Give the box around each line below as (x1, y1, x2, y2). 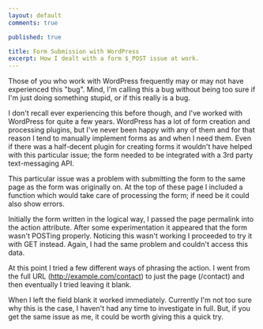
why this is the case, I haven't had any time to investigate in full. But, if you (8, 304, 251, 313)
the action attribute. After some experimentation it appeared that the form (8, 222, 247, 233)
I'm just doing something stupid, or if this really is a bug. (8, 93, 191, 103)
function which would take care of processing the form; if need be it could (8, 191, 250, 200)
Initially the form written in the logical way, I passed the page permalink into (8, 215, 254, 224)
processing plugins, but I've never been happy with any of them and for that (8, 125, 255, 135)
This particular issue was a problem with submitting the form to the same (8, 174, 246, 184)
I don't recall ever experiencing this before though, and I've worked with (8, 108, 243, 118)
